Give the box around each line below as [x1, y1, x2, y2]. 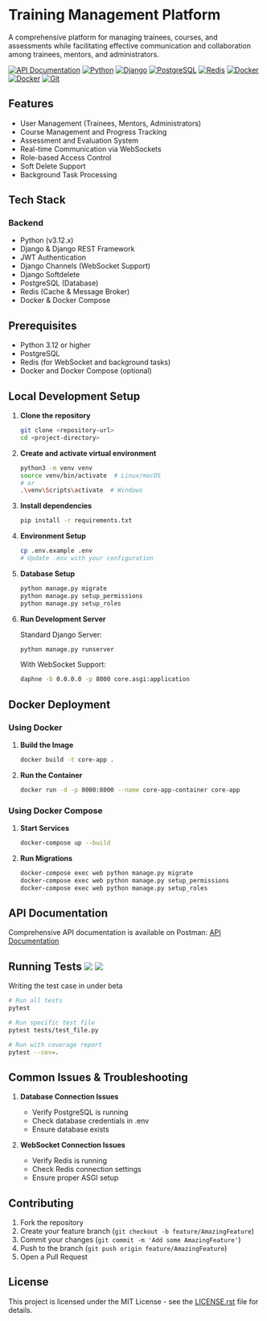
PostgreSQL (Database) [19, 278, 99, 288]
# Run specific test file [8, 1018, 95, 1027]
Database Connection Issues [19, 1092, 119, 1102]
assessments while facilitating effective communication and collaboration [8, 40, 252, 50]
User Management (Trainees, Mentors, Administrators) [19, 118, 202, 128]
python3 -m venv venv [19, 463, 93, 472]
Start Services [19, 824, 70, 833]
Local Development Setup [8, 389, 141, 403]
